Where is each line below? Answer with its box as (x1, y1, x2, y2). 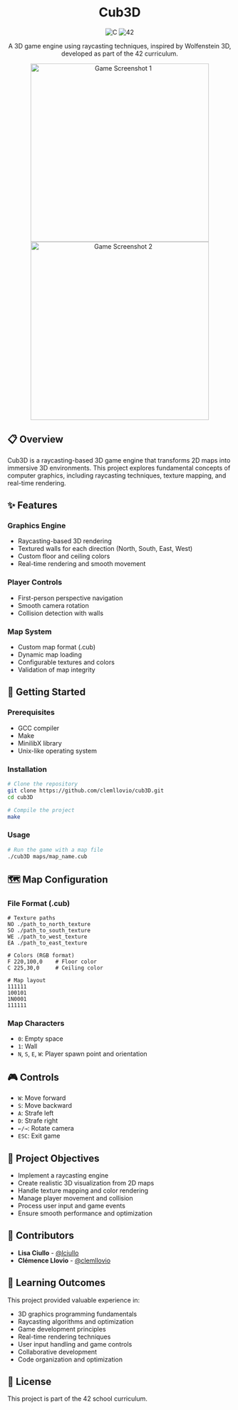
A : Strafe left (17, 1109, 54, 1118)
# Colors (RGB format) (7, 952, 75, 959)
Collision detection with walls (17, 609, 104, 617)
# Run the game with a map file (7, 846, 103, 853)
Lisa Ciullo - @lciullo (17, 1248, 79, 1257)
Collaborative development (17, 1347, 98, 1356)
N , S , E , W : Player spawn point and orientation (17, 1049, 148, 1059)
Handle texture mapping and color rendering (17, 1186, 148, 1195)
